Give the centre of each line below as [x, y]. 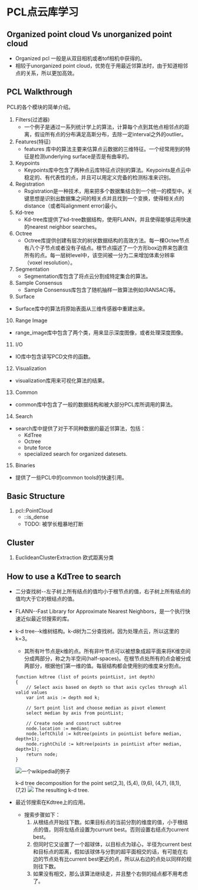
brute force [38, 447]
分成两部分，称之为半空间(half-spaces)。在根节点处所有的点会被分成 [108, 659]
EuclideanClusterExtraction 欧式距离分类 [65, 557]
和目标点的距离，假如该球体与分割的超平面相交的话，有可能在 [108, 852]
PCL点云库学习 [43, 12]
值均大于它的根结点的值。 [46, 599]
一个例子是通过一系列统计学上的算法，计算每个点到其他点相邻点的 [104, 127]
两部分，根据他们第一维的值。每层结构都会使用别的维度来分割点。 [104, 666]
